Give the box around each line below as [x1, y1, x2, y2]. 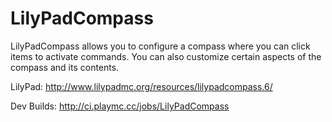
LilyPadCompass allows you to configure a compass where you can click [10, 40, 311, 52]
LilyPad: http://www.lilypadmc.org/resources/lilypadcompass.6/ [10, 80, 273, 92]
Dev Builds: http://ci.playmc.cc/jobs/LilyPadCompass [10, 100, 230, 112]
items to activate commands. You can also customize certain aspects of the [10, 50, 322, 62]
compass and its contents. [10, 61, 120, 73]
